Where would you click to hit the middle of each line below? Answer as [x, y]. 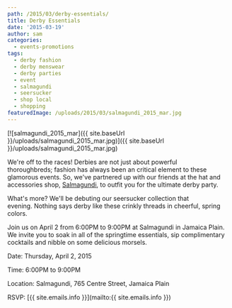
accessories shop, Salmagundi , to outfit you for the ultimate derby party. [113, 185]
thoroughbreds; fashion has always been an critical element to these [107, 169]
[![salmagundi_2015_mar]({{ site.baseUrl [66, 133]
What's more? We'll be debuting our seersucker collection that [98, 198]
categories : [25, 40]
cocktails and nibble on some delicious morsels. [77, 242]
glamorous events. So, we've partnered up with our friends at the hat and [114, 177]
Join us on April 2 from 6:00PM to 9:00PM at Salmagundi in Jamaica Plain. [116, 227]
